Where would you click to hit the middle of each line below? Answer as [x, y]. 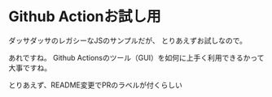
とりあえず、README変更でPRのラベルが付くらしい [96, 85]
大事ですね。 [30, 67]
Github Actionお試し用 [85, 17]
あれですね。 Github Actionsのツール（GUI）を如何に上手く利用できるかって [136, 57]
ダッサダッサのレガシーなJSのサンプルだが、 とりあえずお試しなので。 [127, 40]
